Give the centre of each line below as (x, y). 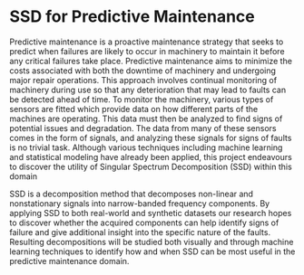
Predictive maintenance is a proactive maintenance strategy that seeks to (147, 42)
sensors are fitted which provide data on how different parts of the (134, 109)
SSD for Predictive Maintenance (132, 17)
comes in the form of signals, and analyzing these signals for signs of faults (151, 137)
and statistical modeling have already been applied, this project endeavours (151, 156)
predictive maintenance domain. (69, 261)
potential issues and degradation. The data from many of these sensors (143, 128)
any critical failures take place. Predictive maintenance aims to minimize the (151, 61)
